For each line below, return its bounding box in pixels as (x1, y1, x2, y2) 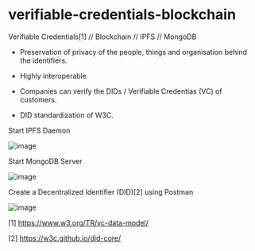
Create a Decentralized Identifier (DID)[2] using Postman (8, 187, 194, 196)
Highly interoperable (19, 71, 87, 80)
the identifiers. (19, 56, 68, 65)
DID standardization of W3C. (19, 110, 114, 120)
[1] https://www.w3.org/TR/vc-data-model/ (8, 218, 149, 227)
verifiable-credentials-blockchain (8, 6, 237, 24)
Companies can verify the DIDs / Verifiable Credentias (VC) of (19, 86, 222, 96)
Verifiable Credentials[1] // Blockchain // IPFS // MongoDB (8, 32, 197, 41)
